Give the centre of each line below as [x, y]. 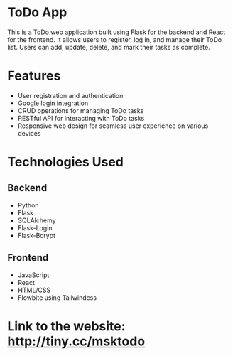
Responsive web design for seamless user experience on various [113, 126]
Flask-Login [35, 227]
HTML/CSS [34, 290]
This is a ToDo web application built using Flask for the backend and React [116, 32]
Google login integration [53, 103]
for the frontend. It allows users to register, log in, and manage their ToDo [115, 39]
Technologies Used [66, 162]
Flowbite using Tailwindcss [57, 297]
